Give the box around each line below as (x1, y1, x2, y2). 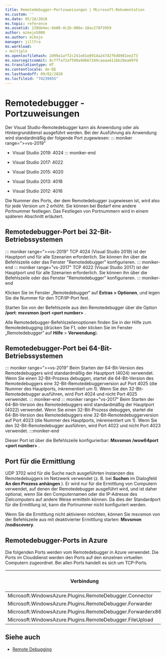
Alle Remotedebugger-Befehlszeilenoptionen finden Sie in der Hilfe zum (5, 319, 152, 325)
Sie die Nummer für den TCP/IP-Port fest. (5, 295, 90, 301)
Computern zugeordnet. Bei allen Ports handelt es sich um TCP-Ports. (5, 560, 148, 566)
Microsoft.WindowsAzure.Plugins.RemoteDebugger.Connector (7, 592, 153, 599)
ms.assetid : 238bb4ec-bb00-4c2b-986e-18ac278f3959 (5, 26, 112, 31)
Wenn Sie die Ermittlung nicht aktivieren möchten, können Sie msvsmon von (5, 511, 161, 517)
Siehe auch (5, 633, 41, 642)
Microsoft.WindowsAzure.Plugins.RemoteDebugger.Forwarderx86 (7, 608, 162, 615)
